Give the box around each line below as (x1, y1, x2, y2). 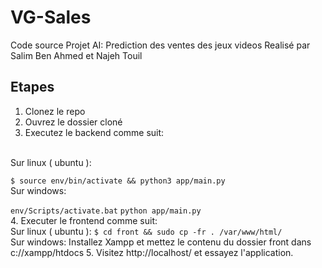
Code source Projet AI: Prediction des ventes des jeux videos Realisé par (10, 39, 311, 51)
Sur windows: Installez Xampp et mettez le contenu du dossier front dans (10, 236, 312, 248)
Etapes (10, 79, 55, 96)
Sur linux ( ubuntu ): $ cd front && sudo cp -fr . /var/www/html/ (10, 225, 283, 237)
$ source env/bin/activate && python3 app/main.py (10, 176, 226, 186)
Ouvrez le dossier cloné (24, 116, 123, 128)
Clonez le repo (24, 105, 86, 117)
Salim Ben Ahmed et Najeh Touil (10, 49, 143, 61)
